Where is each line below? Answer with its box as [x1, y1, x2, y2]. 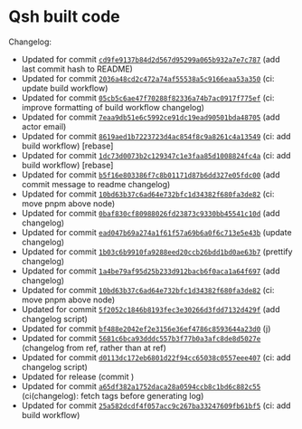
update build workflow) [21, 82, 109, 93]
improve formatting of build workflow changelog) [21, 101, 205, 112]
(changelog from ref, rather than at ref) [21, 342, 166, 353]
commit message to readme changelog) [21, 178, 171, 189]
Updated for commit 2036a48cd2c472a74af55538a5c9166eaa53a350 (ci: [21, 72, 275, 83]
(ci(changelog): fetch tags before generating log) [21, 390, 204, 401]
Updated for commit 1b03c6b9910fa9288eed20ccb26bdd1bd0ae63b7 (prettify [21, 246, 293, 257]
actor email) [21, 120, 67, 132]
